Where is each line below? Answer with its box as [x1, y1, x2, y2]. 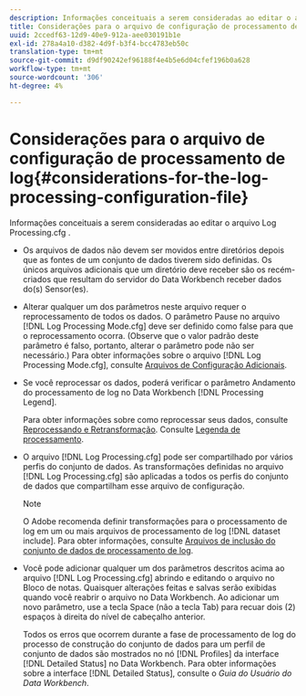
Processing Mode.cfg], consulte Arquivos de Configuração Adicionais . [22, 359, 288, 370]
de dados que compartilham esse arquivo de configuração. [22, 480, 246, 491]
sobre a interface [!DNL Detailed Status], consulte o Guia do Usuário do [22, 668, 292, 679]
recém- [267, 264, 296, 275]
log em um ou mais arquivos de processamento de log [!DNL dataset [22, 525, 280, 536]
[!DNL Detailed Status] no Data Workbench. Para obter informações [22, 658, 277, 669]
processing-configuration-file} [9, 186, 249, 207]
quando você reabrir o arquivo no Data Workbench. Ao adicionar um [22, 591, 280, 603]
